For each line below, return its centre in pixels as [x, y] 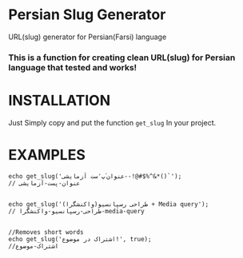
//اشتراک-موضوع [34, 246]
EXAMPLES [47, 155]
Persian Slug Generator [87, 15]
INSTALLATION [59, 101]
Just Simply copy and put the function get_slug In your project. [112, 122]
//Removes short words [46, 232]
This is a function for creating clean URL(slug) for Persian [122, 58]
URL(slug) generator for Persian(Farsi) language [88, 37]
